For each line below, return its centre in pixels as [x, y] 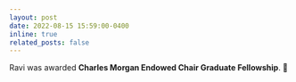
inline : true [33, 34]
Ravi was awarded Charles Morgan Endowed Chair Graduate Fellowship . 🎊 [148, 68]
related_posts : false [49, 42]
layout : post [33, 17]
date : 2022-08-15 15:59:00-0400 [69, 26]
